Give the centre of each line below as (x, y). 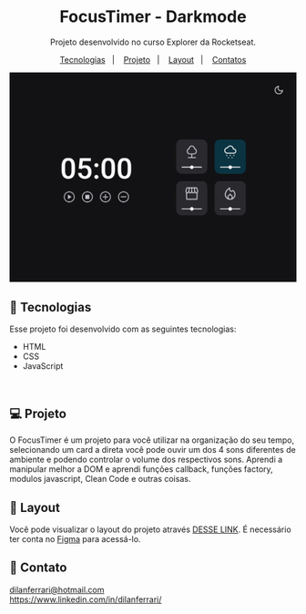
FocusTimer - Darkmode (153, 17)
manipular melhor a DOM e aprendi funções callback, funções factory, (141, 469)
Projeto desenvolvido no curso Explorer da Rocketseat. (153, 42)
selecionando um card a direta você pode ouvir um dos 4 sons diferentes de (153, 450)
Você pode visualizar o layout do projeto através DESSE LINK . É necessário (150, 529)
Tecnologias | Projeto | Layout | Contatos (153, 59)
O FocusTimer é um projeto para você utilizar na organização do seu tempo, (152, 440)
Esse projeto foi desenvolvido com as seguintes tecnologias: (123, 329)
